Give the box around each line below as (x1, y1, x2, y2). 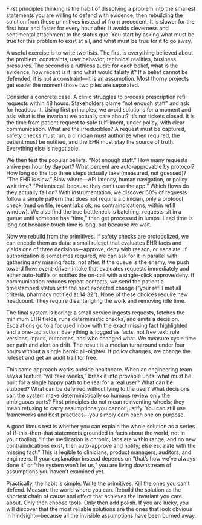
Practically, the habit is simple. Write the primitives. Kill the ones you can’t (6, 479, 190, 487)
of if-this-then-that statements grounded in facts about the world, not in (6, 429, 186, 436)
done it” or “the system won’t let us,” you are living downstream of (6, 461, 172, 469)
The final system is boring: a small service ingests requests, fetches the (6, 309, 185, 316)
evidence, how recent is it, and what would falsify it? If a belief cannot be (6, 69, 189, 75)
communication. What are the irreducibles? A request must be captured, (6, 126, 186, 132)
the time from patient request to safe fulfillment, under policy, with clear (6, 119, 185, 126)
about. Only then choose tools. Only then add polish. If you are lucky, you (6, 499, 189, 506)
